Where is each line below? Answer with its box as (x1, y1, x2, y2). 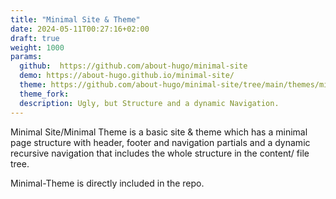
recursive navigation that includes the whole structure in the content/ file (10, 147, 310, 159)
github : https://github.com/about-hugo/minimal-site (19, 61, 248, 71)
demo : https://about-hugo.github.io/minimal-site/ (19, 71, 235, 81)
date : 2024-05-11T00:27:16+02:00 (10, 24, 150, 34)
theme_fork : (19, 89, 70, 99)
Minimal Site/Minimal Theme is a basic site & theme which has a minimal (10, 126, 308, 138)
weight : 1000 (10, 42, 65, 53)
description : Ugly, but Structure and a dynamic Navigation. (19, 98, 280, 108)
